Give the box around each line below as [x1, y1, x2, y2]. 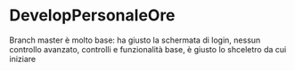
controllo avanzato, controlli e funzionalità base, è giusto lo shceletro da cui [9, 43, 287, 54]
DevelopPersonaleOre [9, 5, 176, 26]
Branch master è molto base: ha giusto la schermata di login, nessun [9, 35, 261, 45]
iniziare [9, 53, 37, 64]
